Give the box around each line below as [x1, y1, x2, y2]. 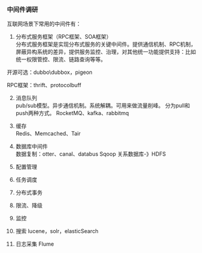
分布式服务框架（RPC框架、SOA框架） [15, 33, 112, 41]
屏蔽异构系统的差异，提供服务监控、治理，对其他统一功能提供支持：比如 [15, 48, 196, 56]
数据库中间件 [15, 143, 48, 150]
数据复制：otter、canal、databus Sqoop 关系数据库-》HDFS [15, 150, 166, 158]
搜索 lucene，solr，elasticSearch [15, 228, 99, 235]
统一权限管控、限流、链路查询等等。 [15, 56, 106, 63]
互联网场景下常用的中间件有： [7, 20, 81, 28]
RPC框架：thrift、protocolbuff [7, 82, 82, 89]
